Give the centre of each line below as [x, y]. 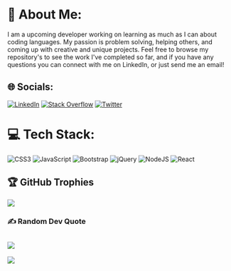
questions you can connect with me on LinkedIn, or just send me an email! [116, 64]
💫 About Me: [45, 15]
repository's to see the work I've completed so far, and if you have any [111, 57]
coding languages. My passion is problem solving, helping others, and [110, 41]
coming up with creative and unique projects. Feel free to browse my [108, 49]
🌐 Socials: [31, 87]
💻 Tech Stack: [51, 134]
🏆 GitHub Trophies [51, 182]
